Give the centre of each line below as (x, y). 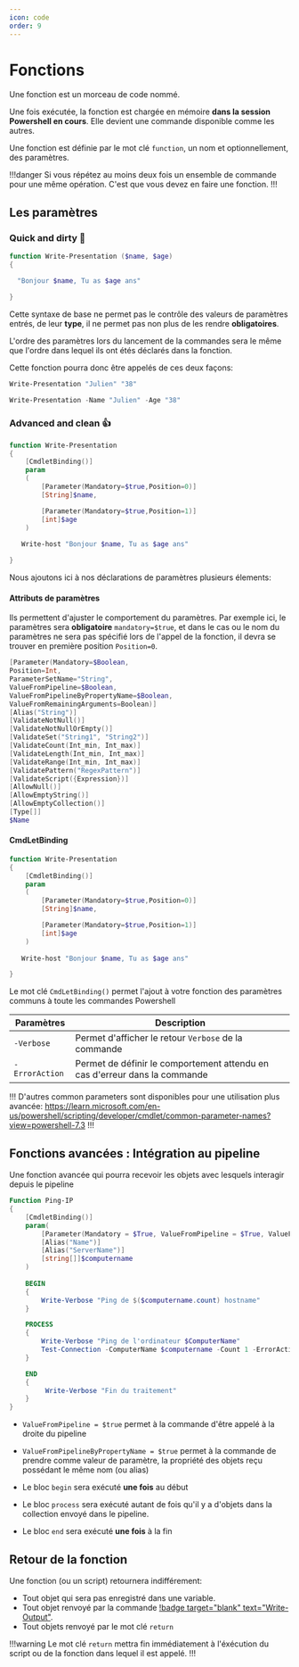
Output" (36, 1617)
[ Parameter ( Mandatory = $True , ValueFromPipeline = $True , (153, 1234)
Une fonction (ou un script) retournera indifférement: (106, 1580)
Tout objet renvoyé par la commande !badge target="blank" (132, 1607)
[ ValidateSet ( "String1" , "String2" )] (79, 737)
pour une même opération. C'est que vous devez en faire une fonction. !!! (143, 185)
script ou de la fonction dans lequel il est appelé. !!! (103, 1653)
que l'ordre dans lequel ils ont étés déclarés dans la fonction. (121, 350)
